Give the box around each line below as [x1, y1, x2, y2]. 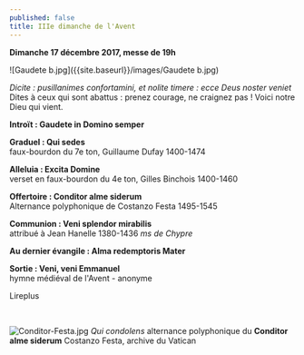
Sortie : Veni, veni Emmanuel [9, 262, 121, 273]
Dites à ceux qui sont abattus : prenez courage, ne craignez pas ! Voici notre [9, 92, 296, 103]
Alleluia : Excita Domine [9, 163, 101, 174]
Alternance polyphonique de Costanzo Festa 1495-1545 [9, 201, 218, 212]
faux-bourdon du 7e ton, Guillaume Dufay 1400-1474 [9, 146, 206, 157]
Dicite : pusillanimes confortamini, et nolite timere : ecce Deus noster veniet [9, 82, 292, 93]
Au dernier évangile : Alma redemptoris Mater [9, 245, 186, 256]
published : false [9, 13, 75, 23]
